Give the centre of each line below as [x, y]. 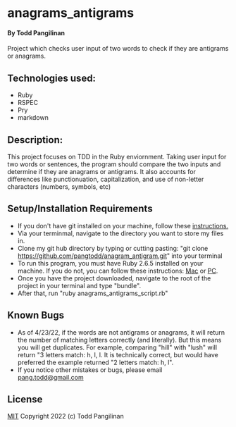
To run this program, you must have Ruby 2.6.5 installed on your [110, 263]
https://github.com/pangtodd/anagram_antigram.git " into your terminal [120, 256]
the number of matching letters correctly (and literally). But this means [119, 340]
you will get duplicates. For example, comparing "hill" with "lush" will [117, 347]
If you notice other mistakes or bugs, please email [90, 370]
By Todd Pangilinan [36, 32]
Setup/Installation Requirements [80, 209]
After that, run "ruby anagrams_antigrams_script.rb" [93, 293]
